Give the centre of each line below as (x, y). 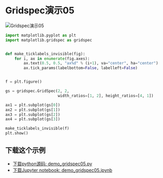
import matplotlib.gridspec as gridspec (49, 40)
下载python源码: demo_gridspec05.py (52, 164)
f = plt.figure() (24, 82)
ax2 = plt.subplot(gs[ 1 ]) (33, 110)
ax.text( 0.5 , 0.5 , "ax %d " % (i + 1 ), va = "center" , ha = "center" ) (91, 63)
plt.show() (17, 133)
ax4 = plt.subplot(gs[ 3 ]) (33, 119)
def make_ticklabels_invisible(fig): (45, 54)
